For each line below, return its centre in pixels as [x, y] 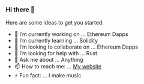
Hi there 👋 [20, 10]
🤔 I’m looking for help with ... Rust [55, 53]
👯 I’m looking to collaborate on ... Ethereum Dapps [76, 47]
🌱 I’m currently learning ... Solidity [56, 41]
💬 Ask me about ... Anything [49, 60]
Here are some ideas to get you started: [55, 23]
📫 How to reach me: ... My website [58, 67]
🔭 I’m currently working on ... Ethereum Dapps [71, 34]
